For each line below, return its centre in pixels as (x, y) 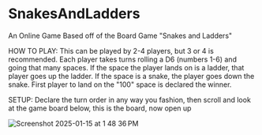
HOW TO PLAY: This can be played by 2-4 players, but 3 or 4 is (111, 51)
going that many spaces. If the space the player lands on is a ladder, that (126, 67)
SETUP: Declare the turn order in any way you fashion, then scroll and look (129, 99)
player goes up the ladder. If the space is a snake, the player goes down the (131, 76)
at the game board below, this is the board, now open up (100, 108)
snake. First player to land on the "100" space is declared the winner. (120, 84)
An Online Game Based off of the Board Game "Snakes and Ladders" (120, 36)
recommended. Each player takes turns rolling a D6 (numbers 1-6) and (122, 59)
